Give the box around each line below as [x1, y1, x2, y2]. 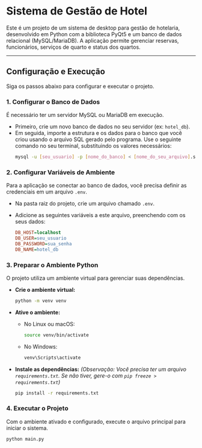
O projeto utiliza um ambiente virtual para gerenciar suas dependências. [6, 274, 185, 282]
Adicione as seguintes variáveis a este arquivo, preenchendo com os [14, 212, 186, 219]
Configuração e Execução [6, 66, 105, 77]
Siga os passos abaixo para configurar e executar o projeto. [6, 83, 155, 90]
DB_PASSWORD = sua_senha [14, 241, 72, 247]
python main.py [6, 436, 44, 442]
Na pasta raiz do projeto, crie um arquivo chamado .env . [14, 200, 155, 207]
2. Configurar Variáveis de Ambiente [6, 168, 115, 176]
